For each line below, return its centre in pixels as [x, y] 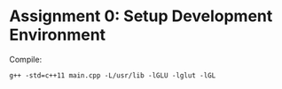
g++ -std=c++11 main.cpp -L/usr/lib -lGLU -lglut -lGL [113, 75]
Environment [58, 35]
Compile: [26, 59]
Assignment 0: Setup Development [141, 16]
